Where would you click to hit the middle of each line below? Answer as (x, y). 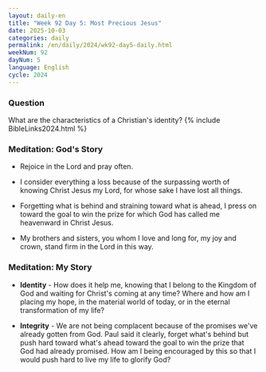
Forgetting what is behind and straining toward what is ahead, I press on (138, 206)
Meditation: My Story (50, 268)
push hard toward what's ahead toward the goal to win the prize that (132, 343)
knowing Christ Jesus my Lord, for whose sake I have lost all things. (131, 190)
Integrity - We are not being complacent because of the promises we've (139, 325)
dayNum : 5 (25, 61)
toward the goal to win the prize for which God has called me (120, 214)
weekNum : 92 (28, 53)
